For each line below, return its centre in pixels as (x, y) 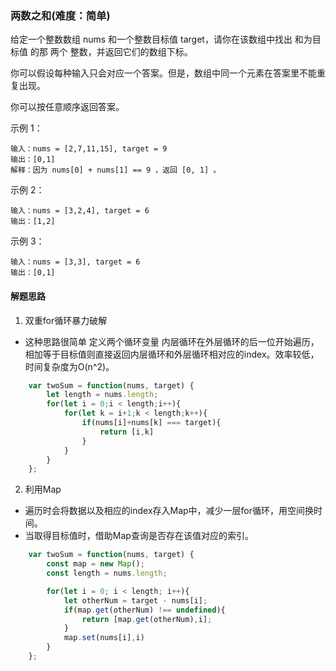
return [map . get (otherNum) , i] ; (147, 619)
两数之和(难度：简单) (60, 15)
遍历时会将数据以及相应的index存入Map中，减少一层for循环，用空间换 (169, 511)
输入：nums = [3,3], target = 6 (75, 262)
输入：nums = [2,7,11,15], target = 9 (89, 149)
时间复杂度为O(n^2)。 (69, 366)
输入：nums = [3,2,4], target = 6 (80, 211)
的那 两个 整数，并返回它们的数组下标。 (111, 52)
